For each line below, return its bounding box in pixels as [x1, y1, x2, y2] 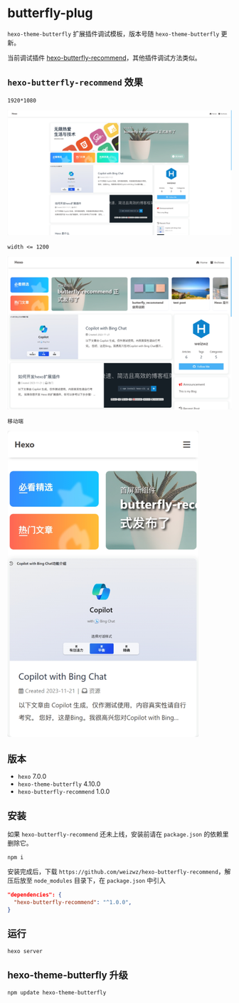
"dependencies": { [7, 891, 62, 898]
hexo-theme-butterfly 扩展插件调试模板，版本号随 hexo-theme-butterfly [7, 29, 220, 38]
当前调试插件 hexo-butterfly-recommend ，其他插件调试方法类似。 [7, 53, 201, 62]
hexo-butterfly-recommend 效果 [7, 76, 144, 88]
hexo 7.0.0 [17, 772, 47, 781]
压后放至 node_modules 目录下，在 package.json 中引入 [7, 876, 166, 884]
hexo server [7, 948, 43, 955]
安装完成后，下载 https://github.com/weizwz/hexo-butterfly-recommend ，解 [7, 867, 231, 876]
